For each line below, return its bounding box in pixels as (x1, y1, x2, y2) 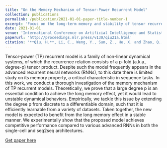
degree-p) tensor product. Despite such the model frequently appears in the (5, 64, 162, 70)
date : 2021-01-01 (5, 26, 41, 31)
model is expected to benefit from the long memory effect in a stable (5, 112, 146, 118)
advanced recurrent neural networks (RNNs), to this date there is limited (5, 69, 153, 75)
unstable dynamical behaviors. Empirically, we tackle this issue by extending (5, 96, 162, 102)
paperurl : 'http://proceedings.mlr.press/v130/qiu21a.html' (5, 35, 133, 40)
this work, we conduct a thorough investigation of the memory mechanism (5, 80, 158, 86)
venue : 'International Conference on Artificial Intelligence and (5, 30, 146, 35)
